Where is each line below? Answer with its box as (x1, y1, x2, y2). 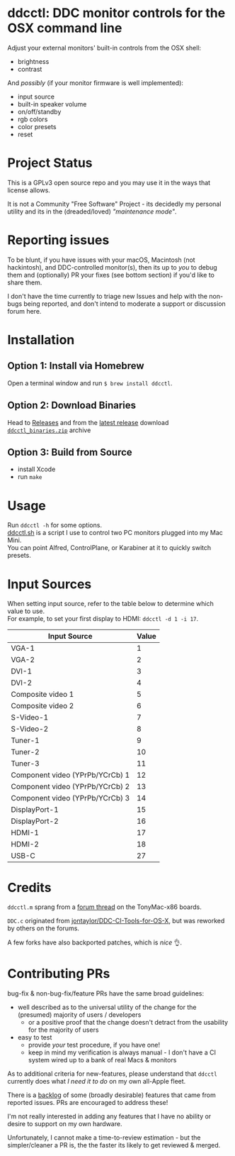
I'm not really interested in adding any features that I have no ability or (7, 1112, 212, 1121)
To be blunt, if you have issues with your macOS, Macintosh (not (7, 255, 196, 264)
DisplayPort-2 (11, 816, 59, 826)
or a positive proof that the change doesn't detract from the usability (28, 1018, 229, 1027)
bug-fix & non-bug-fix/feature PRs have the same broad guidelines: (7, 989, 205, 998)
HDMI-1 (11, 828, 39, 838)
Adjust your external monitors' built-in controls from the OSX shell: (7, 43, 202, 52)
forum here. (7, 307, 42, 315)
